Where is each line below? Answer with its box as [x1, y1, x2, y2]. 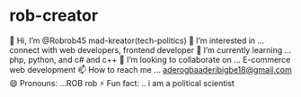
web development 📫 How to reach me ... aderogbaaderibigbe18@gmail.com [9, 64, 292, 75]
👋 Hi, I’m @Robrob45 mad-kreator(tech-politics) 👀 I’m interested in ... [9, 35, 265, 46]
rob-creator [9, 5, 99, 26]
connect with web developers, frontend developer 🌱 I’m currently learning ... [9, 44, 292, 55]
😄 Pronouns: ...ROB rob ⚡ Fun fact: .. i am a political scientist [9, 77, 235, 88]
